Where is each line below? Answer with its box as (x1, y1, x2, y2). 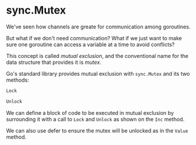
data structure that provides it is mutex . (6, 59, 102, 66)
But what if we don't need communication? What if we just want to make (6, 34, 182, 41)
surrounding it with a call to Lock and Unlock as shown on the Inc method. (6, 115, 185, 123)
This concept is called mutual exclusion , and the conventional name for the (6, 52, 189, 59)
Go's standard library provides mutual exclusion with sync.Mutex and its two (6, 70, 190, 77)
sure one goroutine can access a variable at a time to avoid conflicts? (6, 41, 175, 48)
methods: (6, 76, 30, 83)
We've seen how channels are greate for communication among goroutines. (6, 23, 191, 30)
